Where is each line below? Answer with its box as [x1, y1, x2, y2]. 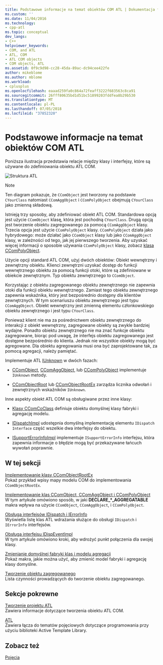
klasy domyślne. [5, 561, 38, 567]
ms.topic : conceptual [5, 30, 49, 34]
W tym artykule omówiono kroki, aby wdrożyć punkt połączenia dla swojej [5, 536, 153, 542]
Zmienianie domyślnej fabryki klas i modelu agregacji [5, 551, 111, 557]
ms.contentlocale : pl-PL [5, 102, 55, 107]
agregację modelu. [12, 410, 50, 416]
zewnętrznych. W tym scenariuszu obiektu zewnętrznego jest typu [5, 297, 139, 303]
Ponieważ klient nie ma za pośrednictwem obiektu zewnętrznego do [5, 317, 142, 323]
